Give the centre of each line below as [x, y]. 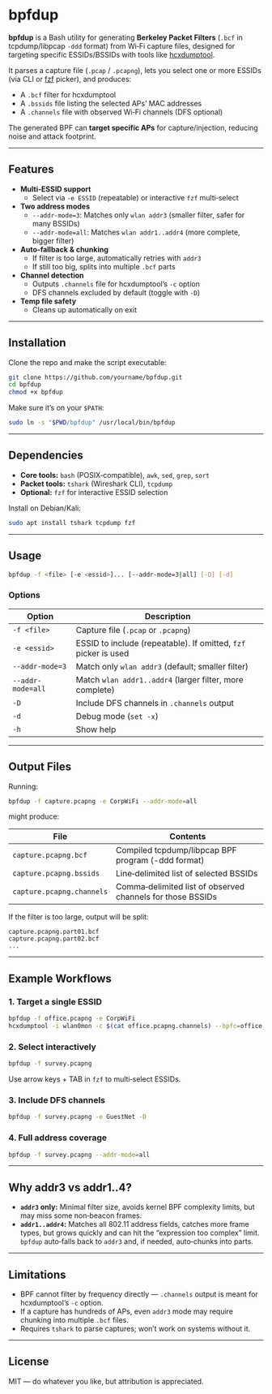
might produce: [34, 816]
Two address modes [55, 206]
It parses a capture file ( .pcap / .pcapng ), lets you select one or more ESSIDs [135, 70]
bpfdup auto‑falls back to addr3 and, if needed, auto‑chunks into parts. [136, 1241]
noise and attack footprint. [53, 136]
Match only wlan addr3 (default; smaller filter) [162, 666]
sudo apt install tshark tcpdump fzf [72, 523]
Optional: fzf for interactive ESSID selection [94, 492]
